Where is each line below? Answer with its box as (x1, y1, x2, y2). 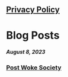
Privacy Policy (6, 5, 60, 15)
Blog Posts (6, 28, 60, 42)
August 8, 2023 (6, 49, 46, 56)
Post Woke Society (6, 63, 62, 72)
